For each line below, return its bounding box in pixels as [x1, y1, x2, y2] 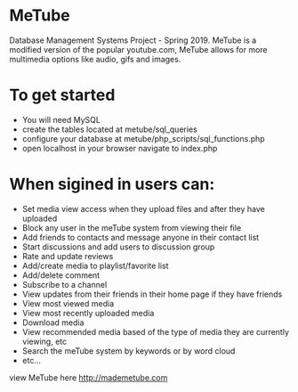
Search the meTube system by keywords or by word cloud [21, 345, 236, 356]
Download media [21, 317, 85, 328]
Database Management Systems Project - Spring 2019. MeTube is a [9, 35, 257, 45]
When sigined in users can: [9, 175, 215, 194]
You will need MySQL [21, 114, 101, 125]
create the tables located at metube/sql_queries [21, 124, 197, 135]
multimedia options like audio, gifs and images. [9, 53, 181, 64]
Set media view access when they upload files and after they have [21, 203, 265, 214]
